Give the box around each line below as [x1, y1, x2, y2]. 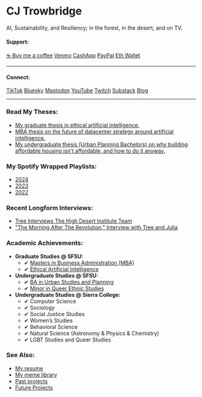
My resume [14, 364, 43, 372]
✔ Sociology [23, 303, 55, 311]
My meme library [14, 371, 57, 378]
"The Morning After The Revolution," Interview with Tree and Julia [14, 224, 179, 231]
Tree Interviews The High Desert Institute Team [14, 217, 132, 224]
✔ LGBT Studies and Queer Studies [23, 336, 111, 343]
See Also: [6, 351, 35, 360]
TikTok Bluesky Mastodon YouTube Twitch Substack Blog [6, 87, 148, 94]
